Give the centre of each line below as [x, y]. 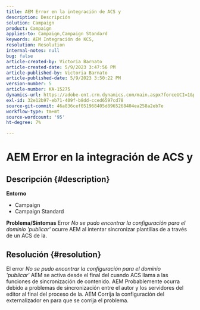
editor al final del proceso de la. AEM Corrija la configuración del [85, 294]
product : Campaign [29, 28]
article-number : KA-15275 [38, 89]
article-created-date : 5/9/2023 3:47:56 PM [61, 67]
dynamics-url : [24, 95]
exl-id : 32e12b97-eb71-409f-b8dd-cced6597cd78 [65, 100]
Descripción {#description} [58, 179]
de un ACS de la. [27, 235]
